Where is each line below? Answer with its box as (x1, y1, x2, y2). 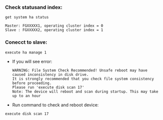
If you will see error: (12, 58, 53, 64)
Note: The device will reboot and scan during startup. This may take (12, 89, 159, 94)
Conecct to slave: (5, 39, 48, 46)
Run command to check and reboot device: (12, 102, 99, 108)
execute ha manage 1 (5, 50, 47, 55)
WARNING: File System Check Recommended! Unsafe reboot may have (12, 68, 147, 73)
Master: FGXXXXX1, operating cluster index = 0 (5, 23, 104, 28)
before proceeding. (12, 81, 52, 86)
